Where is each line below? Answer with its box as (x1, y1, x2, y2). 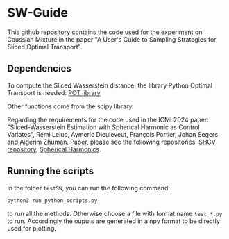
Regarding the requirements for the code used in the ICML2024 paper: (7, 115, 210, 124)
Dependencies (7, 63, 71, 74)
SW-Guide (7, 5, 68, 21)
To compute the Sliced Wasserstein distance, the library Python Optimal (7, 81, 213, 90)
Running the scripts (7, 165, 94, 177)
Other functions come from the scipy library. (7, 102, 134, 110)
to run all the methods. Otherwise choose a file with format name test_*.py (7, 210, 223, 218)
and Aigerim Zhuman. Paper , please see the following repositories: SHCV (7, 138, 217, 146)
